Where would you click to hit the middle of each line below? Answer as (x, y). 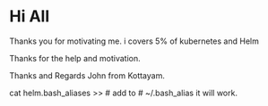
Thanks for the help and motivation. (75, 58)
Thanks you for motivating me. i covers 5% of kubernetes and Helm (134, 41)
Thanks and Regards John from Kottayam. (87, 75)
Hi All (30, 16)
